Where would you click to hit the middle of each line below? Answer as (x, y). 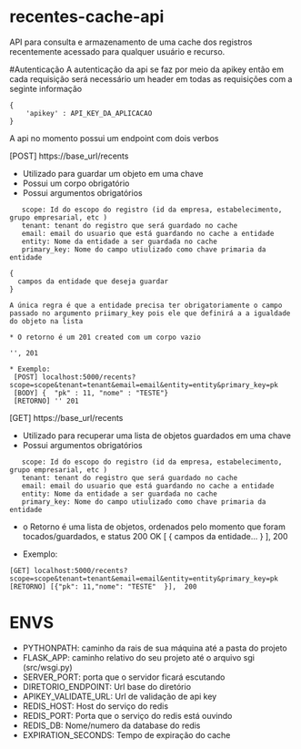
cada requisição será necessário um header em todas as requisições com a (151, 78)
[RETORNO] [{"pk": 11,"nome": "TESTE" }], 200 (103, 586)
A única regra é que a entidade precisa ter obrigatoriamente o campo (146, 305)
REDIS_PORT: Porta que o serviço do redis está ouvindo (127, 715)
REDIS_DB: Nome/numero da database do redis (111, 725)
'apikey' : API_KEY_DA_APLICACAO (89, 113)
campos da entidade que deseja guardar (93, 281)
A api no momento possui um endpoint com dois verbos (114, 138)
